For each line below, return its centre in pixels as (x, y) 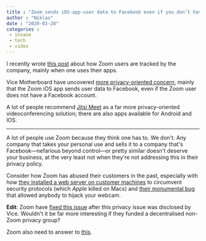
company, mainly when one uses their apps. (62, 70)
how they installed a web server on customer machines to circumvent (94, 182)
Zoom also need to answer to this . (49, 232)
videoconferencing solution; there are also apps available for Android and (99, 113)
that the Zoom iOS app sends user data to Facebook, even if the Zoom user (101, 88)
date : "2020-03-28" (33, 23)
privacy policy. (25, 164)
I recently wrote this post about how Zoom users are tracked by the (91, 63)
